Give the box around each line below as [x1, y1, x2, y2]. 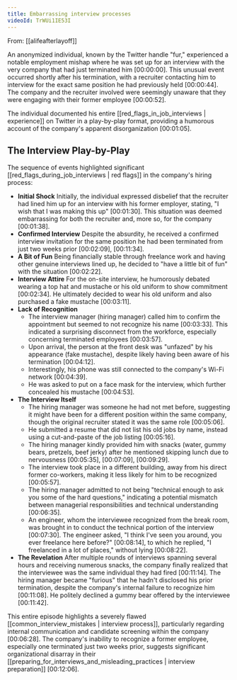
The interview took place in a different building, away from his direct [28, 463, 227, 472]
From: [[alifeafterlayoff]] [7, 36, 78, 45]
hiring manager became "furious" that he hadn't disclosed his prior [17, 576, 214, 584]
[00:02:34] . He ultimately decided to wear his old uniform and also [17, 290, 212, 298]
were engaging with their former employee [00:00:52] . [7, 95, 166, 103]
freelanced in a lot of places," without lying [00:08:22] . [28, 546, 188, 555]
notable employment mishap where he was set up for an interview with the [7, 57, 225, 66]
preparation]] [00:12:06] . [7, 665, 80, 674]
